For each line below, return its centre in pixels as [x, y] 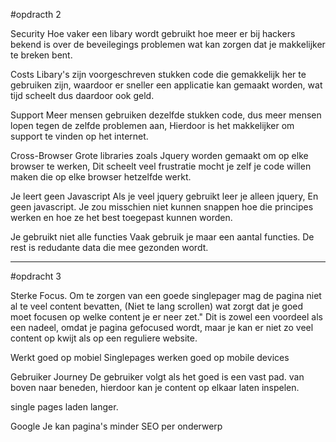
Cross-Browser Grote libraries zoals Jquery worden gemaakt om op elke [159, 155]
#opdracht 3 [36, 276]
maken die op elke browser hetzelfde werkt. [101, 177]
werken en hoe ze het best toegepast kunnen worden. [121, 217]
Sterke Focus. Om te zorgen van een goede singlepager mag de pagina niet [166, 295]
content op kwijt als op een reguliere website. [104, 338]
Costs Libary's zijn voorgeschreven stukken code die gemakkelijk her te [158, 74]
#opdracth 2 [36, 14]
